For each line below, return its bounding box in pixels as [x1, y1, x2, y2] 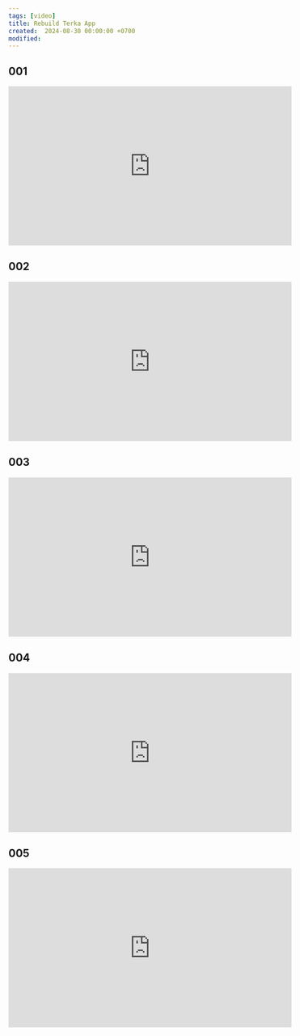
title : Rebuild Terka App [8, 19, 95, 27]
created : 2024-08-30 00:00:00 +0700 [8, 27, 136, 35]
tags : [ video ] [8, 11, 57, 20]
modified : [8, 34, 42, 43]
